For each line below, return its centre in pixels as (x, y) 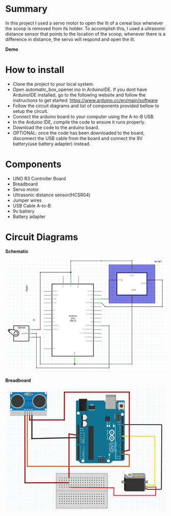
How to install (35, 70)
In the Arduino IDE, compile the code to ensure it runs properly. (79, 122)
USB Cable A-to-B (32, 205)
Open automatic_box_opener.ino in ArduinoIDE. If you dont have (80, 89)
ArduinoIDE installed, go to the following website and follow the (79, 95)
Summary (26, 9)
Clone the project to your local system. (53, 84)
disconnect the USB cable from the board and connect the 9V (78, 138)
